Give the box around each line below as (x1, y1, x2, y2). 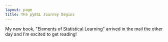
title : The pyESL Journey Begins (5, 12, 75, 17)
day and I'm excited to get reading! (5, 31, 77, 37)
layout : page (5, 7, 32, 12)
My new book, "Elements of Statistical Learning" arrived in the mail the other (5, 25, 163, 31)
